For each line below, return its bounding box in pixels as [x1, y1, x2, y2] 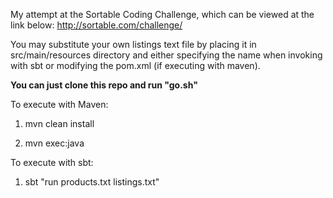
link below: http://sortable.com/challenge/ [10, 19, 183, 31]
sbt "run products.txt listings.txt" [24, 176, 160, 188]
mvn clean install [24, 118, 95, 129]
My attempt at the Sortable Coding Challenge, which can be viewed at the [10, 9, 315, 20]
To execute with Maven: [10, 99, 109, 110]
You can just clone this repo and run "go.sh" [10, 79, 198, 91]
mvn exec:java [24, 137, 85, 149]
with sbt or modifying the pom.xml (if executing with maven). [10, 60, 261, 71]
